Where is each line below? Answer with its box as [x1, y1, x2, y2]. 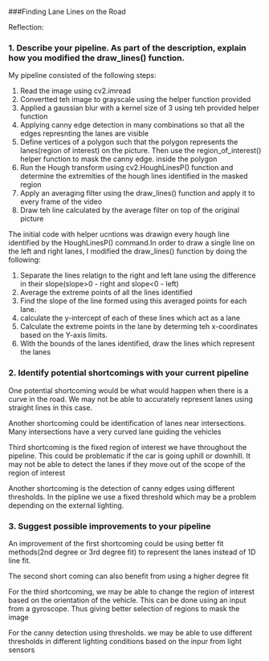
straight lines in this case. [8, 403, 93, 412]
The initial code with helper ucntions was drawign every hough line [8, 229, 230, 239]
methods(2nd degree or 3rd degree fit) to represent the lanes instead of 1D [8, 547, 256, 557]
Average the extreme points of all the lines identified [19, 288, 193, 298]
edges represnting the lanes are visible [19, 128, 149, 139]
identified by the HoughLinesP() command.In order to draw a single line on [8, 238, 255, 248]
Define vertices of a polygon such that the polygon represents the [19, 137, 238, 147]
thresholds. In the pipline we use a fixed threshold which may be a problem [8, 492, 257, 501]
